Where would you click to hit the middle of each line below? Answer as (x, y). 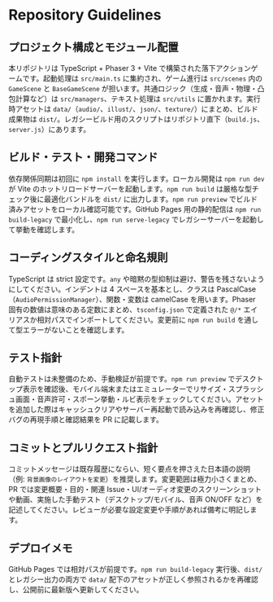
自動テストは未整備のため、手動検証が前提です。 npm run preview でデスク (132, 379)
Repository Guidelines (85, 15)
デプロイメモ (41, 548)
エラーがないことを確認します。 (76, 330)
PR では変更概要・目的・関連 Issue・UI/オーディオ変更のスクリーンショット (135, 490)
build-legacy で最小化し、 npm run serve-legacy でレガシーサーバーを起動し (136, 219)
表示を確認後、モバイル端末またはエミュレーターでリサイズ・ (126, 389)
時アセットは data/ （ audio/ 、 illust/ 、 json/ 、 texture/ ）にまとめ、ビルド (133, 109)
